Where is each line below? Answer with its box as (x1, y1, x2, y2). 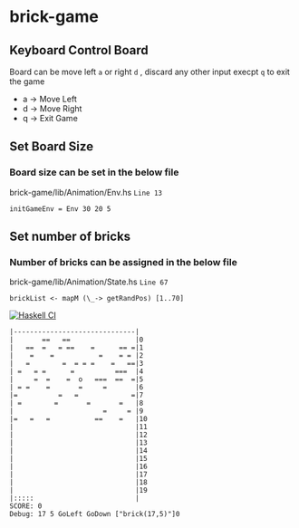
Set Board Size (9, 139, 93, 155)
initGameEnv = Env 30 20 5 (9, 204, 111, 214)
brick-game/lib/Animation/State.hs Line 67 (9, 276, 169, 287)
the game (9, 76, 45, 87)
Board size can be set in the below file (9, 166, 179, 178)
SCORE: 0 (9, 502, 43, 511)
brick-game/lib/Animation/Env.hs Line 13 (9, 187, 163, 197)
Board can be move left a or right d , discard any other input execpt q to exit (9, 66, 290, 77)
